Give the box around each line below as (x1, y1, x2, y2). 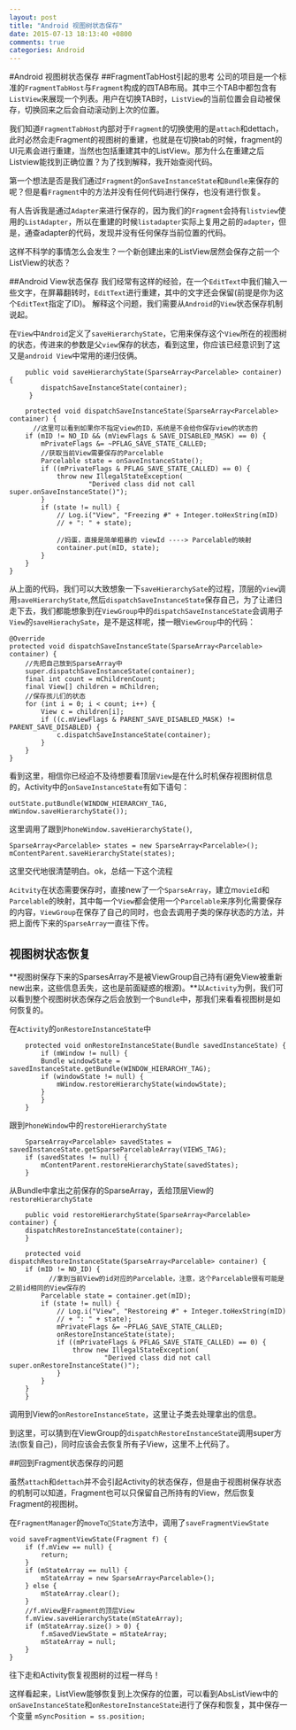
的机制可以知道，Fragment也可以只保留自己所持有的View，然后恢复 (9, 1487, 256, 1498)
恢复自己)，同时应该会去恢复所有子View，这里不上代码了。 (19, 1439, 234, 1449)
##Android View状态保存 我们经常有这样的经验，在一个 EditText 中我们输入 (9, 276, 280, 287)
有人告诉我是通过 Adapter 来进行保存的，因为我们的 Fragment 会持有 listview (9, 206, 278, 216)
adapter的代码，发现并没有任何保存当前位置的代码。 (39, 228, 231, 238)
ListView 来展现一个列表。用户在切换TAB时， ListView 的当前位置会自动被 (9, 94, 274, 105)
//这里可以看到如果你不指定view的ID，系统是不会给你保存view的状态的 (32, 424, 258, 433)
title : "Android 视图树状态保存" (9, 21, 123, 30)
